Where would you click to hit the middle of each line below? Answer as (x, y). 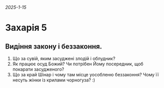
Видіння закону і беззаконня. (54, 46)
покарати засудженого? (38, 69)
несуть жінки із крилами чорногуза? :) (54, 80)
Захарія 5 (26, 28)
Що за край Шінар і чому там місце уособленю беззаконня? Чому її (86, 75)
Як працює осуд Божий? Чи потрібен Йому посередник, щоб (78, 64)
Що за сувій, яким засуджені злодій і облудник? (64, 58)
